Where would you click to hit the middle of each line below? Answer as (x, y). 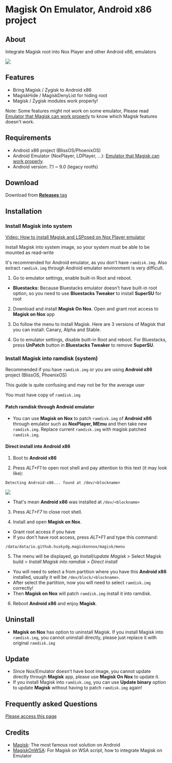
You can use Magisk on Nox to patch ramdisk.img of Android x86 (82, 418)
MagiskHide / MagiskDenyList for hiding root (60, 95)
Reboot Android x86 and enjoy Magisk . (55, 603)
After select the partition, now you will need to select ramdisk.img (82, 583)
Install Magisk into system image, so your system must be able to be (78, 247)
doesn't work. (20, 121)
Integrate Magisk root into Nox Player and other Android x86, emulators (81, 52)
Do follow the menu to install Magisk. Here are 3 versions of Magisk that (89, 324)
